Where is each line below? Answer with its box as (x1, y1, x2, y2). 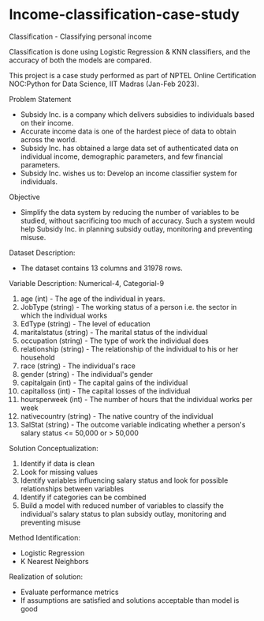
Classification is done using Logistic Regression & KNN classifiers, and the (9, 47, 251, 56)
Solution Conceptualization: (9, 443, 99, 453)
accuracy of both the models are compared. (9, 55, 152, 65)
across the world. (20, 134, 77, 144)
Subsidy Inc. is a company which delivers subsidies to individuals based (20, 109, 255, 119)
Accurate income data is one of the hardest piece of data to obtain (20, 126, 237, 136)
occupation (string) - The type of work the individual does (20, 336, 210, 345)
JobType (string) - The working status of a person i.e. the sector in (20, 302, 237, 311)
